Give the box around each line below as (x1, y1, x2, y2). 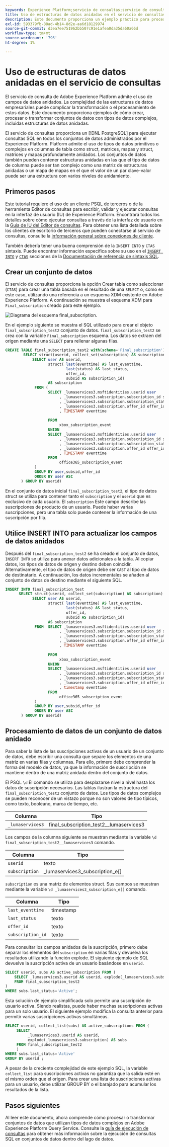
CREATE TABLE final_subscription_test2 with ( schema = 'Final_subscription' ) (5, 348, 165, 353)
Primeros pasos (5, 187, 56, 196)
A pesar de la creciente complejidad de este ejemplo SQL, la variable (5, 1065, 148, 1072)
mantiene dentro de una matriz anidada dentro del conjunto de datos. (5, 769, 149, 775)
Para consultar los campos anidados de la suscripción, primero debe (5, 944, 148, 950)
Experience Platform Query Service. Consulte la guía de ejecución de (5, 1125, 149, 1131)
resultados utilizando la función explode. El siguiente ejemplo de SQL (5, 954, 148, 961)
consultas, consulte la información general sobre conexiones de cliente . (5, 232, 154, 239)
